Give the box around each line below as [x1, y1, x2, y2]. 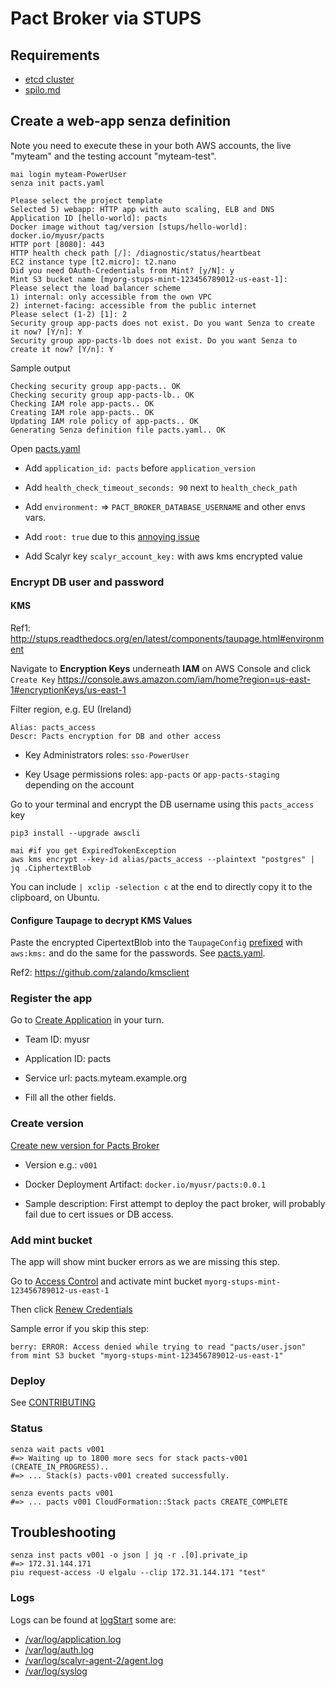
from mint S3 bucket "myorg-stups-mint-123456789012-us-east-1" [10, 1351, 284, 1361]
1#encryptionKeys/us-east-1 [10, 683, 127, 696]
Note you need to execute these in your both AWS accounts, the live [10, 139, 292, 151]
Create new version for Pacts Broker [10, 1139, 160, 1151]
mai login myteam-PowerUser [10, 169, 128, 179]
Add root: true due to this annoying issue [24, 530, 200, 542]
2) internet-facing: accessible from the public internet [10, 300, 257, 311]
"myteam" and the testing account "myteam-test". [10, 150, 217, 162]
